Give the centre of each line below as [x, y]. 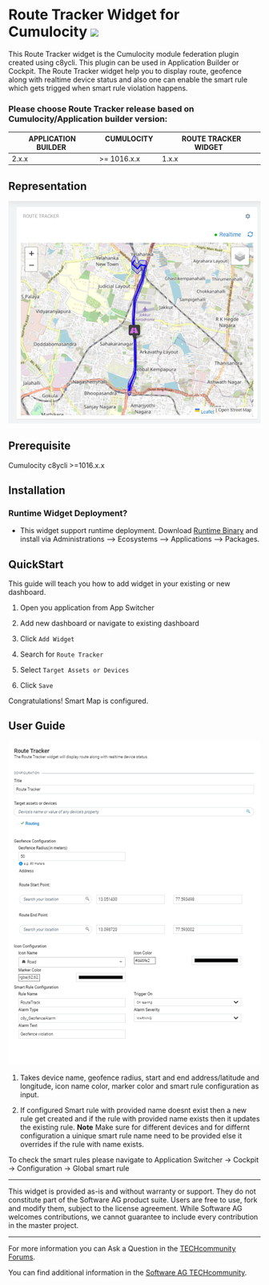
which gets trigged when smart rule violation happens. [98, 88]
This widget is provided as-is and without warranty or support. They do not [132, 1191]
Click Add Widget [47, 639]
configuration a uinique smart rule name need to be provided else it [131, 1136]
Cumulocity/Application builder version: [88, 119]
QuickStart [36, 564]
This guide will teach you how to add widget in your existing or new [119, 584]
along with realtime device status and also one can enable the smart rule [128, 79]
